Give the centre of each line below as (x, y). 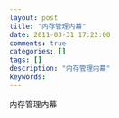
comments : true (38, 43)
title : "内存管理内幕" (48, 26)
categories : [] (38, 52)
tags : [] (26, 60)
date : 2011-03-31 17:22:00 (60, 34)
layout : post (34, 18)
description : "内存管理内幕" (60, 69)
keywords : (28, 77)
